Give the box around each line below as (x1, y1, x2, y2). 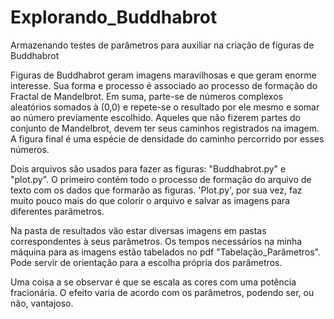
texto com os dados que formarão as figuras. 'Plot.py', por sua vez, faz (10, 184, 303, 196)
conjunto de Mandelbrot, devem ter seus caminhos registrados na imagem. (10, 122, 320, 134)
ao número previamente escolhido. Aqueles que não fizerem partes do (10, 111, 301, 123)
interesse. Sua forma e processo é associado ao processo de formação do (10, 79, 318, 91)
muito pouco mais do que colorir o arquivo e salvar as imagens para (10, 194, 290, 206)
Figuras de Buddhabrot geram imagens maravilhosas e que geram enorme (10, 69, 317, 81)
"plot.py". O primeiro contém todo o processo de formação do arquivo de (10, 173, 312, 185)
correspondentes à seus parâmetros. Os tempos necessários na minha (10, 235, 303, 247)
